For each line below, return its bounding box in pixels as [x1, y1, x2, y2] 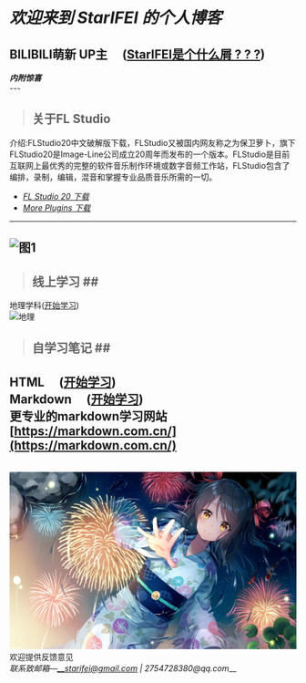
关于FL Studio [31, 111, 111, 127]
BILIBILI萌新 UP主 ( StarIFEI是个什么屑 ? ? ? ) [9, 47, 266, 62]
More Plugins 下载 [22, 202, 91, 213]
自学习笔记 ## [31, 340, 111, 356]
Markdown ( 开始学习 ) [9, 391, 144, 407]
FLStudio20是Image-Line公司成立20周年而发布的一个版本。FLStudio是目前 [9, 149, 291, 160]
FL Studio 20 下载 [22, 191, 89, 202]
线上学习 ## [31, 274, 99, 289]
